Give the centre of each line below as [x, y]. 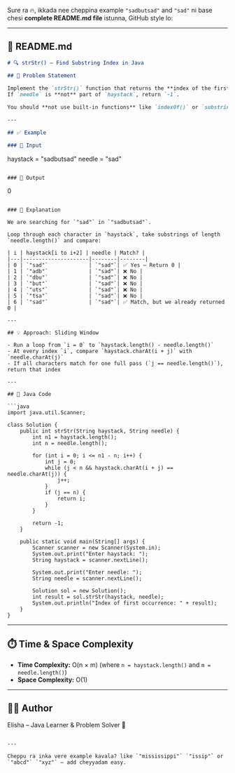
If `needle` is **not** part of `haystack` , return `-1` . [93, 95]
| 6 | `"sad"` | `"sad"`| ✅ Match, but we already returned [116, 302]
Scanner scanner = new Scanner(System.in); [97, 548]
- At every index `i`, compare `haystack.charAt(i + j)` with [100, 351]
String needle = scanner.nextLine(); [87, 579]
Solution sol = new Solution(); [80, 590]
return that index [34, 369]
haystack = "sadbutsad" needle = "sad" [65, 159]
